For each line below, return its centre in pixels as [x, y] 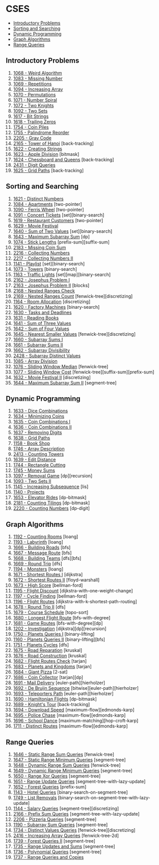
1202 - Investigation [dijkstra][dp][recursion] [60, 629]
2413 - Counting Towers [38, 454]
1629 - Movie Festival [36, 226]
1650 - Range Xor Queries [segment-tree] [57, 776]
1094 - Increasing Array [38, 89]
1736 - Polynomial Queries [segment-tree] [57, 852]
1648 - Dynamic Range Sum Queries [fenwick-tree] [67, 765]
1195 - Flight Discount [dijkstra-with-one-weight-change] [73, 591]
